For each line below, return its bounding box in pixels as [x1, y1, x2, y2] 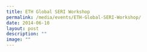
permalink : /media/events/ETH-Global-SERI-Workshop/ [6, 14, 142, 20]
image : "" [6, 36, 31, 42]
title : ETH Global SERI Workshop [6, 8, 90, 15]
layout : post [6, 25, 39, 32]
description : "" [6, 31, 47, 37]
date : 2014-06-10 [6, 20, 50, 26]
